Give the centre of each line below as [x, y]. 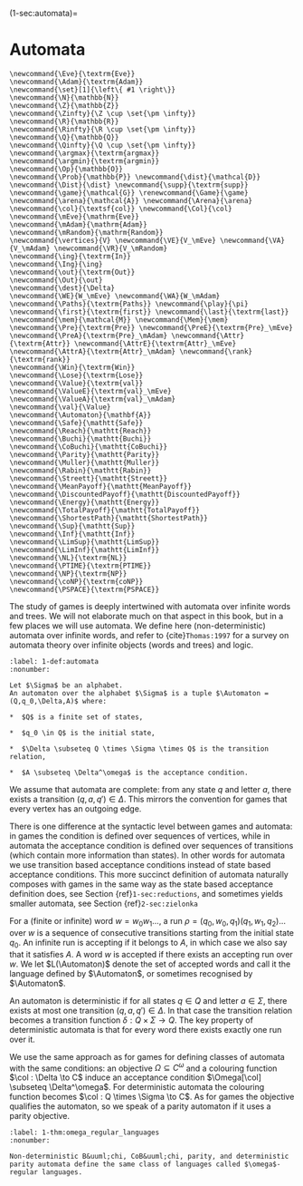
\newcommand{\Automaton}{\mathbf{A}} [80, 415]
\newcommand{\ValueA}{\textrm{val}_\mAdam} [93, 399]
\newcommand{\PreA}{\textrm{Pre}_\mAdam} [89, 335]
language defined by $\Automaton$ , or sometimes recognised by [131, 973]
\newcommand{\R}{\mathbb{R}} [64, 122]
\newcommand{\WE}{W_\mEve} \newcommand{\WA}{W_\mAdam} [115, 296]
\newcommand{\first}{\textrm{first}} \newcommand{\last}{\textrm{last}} [149, 312]
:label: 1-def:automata [54, 661]
